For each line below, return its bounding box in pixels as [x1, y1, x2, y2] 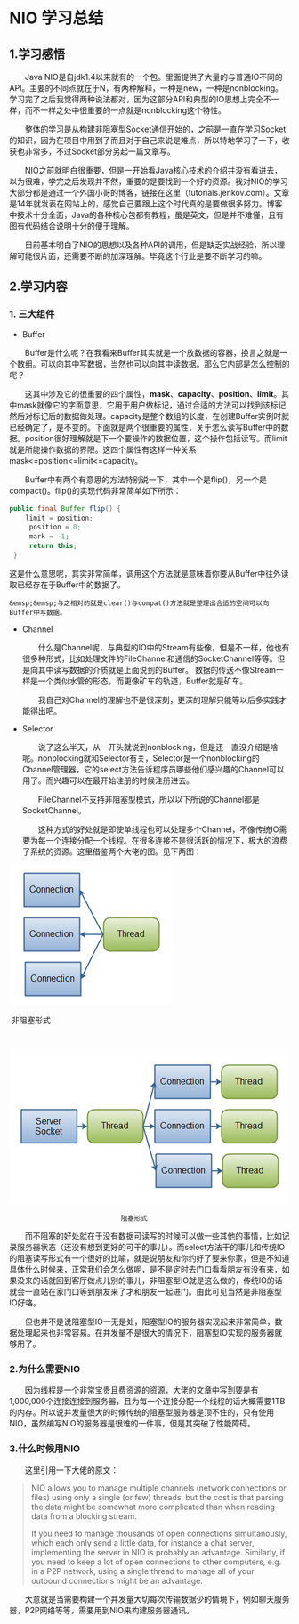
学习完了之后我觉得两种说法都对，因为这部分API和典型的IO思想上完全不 [9, 94, 271, 104]
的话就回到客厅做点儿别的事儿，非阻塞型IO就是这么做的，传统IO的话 [32, 1274, 283, 1286]
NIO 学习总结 [9, 8, 104, 28]
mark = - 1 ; [28, 532, 69, 541]
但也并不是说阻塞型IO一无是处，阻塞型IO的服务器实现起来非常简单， [25, 1316, 275, 1327]
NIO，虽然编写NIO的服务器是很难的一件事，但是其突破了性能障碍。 [9, 1418, 256, 1429]
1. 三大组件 [9, 308, 55, 320]
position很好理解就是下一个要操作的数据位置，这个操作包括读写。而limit [24, 432, 287, 443]
